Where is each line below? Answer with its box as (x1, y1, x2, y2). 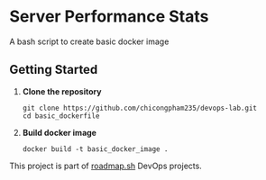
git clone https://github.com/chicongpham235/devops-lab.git (22, 103, 258, 112)
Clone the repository (22, 85, 102, 96)
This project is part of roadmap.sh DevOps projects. (9, 160, 203, 171)
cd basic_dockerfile (22, 111, 100, 121)
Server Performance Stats (9, 6, 209, 27)
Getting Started (9, 62, 98, 77)
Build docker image (22, 127, 97, 138)
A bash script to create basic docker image (9, 36, 170, 47)
